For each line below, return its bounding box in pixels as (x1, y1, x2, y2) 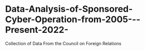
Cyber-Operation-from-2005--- (5, 14, 141, 25)
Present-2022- (5, 25, 69, 35)
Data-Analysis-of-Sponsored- (5, 3, 133, 15)
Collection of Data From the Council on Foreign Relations (5, 40, 122, 46)
